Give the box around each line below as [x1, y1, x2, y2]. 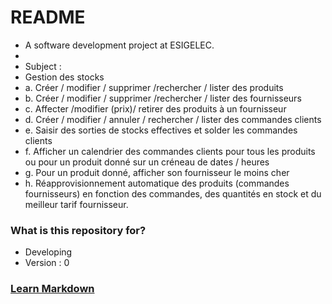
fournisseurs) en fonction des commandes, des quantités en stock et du [24, 187, 322, 200]
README [10, 6, 86, 29]
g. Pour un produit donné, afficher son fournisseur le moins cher [24, 166, 290, 178]
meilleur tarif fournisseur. [24, 198, 129, 210]
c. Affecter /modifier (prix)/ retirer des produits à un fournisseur [24, 102, 287, 115]
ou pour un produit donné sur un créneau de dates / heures [24, 156, 270, 168]
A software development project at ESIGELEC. [24, 39, 215, 51]
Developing [24, 246, 73, 258]
